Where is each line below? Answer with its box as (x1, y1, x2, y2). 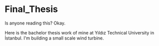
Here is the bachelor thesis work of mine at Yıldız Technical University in (5, 29, 154, 35)
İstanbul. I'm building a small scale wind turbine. (5, 35, 104, 41)
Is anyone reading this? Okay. (5, 20, 66, 26)
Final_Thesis (5, 3, 58, 15)
